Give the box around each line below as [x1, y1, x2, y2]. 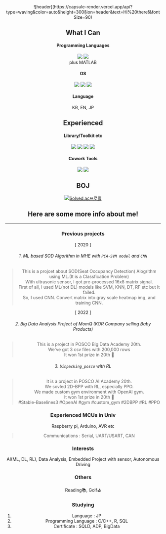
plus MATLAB [69, 59, 97, 65]
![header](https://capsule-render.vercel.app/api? [34, 4, 132, 9]
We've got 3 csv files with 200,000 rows [48, 347, 130, 353]
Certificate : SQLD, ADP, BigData [53, 523, 120, 529]
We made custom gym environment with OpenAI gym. [34, 389, 144, 395]
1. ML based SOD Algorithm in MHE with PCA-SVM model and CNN [19, 253, 147, 259]
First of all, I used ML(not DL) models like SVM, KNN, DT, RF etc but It [18, 284, 160, 290]
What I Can [66, 29, 100, 37]
